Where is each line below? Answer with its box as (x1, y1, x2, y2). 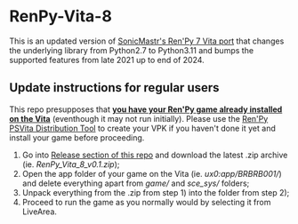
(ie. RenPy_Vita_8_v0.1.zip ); (21, 158, 120, 170)
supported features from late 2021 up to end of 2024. (9, 54, 205, 65)
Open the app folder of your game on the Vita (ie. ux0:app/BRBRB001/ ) (21, 168, 282, 179)
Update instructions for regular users (9, 80, 220, 95)
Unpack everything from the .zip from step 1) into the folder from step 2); (21, 187, 290, 197)
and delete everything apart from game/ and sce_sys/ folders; (21, 178, 250, 188)
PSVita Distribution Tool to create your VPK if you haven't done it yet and (9, 123, 276, 133)
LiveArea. (21, 206, 58, 217)
